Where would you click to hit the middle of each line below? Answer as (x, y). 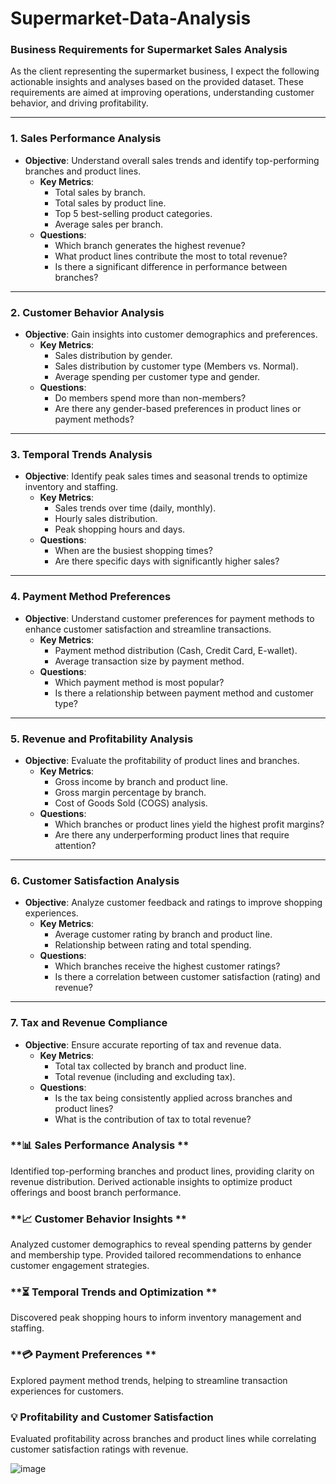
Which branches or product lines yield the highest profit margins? (189, 824)
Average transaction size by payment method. (149, 661)
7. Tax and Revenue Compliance (89, 1023)
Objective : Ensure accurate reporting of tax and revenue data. (153, 1044)
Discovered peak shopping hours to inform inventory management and (156, 1318)
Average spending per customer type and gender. (157, 377)
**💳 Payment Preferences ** (83, 1355)
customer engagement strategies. (80, 1266)
